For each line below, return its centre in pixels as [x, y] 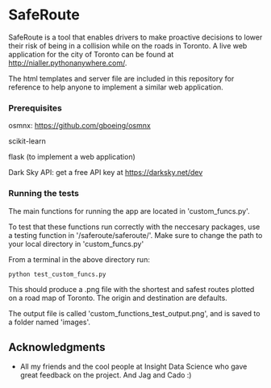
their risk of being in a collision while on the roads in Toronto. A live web [128, 45]
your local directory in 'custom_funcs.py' [76, 244]
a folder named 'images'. [50, 322]
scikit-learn [27, 141]
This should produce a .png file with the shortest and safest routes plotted [131, 289]
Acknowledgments [57, 347]
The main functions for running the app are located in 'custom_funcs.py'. [129, 211]
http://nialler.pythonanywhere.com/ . [68, 63]
